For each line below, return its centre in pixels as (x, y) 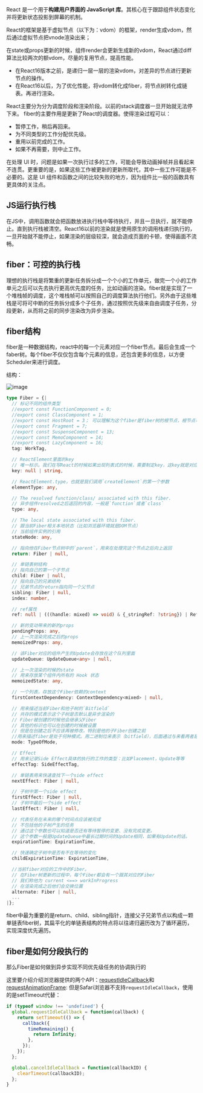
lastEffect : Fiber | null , (46, 809)
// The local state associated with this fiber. (74, 521)
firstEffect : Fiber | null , (47, 797)
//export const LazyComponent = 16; (58, 443)
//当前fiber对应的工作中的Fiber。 (50, 870)
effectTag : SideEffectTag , (46, 764)
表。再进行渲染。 (36, 93)
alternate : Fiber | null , (44, 892)
